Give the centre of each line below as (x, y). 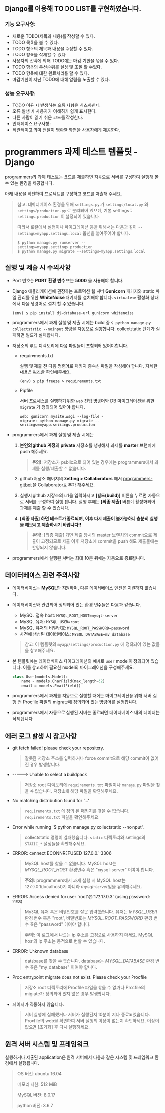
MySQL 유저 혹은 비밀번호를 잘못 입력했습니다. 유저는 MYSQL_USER (91, 912)
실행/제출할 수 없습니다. (64, 468)
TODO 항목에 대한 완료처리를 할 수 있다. (50, 73)
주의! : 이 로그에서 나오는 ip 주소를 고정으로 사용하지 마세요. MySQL (89, 935)
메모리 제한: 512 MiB (37, 1084)
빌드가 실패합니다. (43, 335)
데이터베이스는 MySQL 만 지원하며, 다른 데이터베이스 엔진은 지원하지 (78, 588)
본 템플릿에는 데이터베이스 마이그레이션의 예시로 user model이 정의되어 (81, 661)
